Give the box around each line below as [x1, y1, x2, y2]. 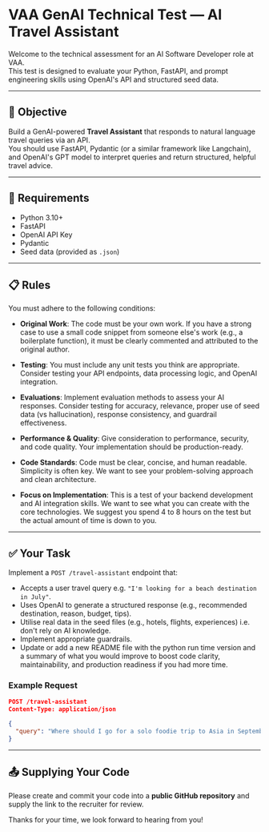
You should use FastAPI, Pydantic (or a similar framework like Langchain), [8, 143, 251, 153]
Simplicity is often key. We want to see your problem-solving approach [19, 466, 254, 476]
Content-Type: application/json [8, 705, 116, 713]
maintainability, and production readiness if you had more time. [19, 660, 228, 669]
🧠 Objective [8, 106, 67, 119]
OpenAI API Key [19, 230, 73, 239]
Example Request [8, 680, 78, 691]
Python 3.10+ [19, 212, 64, 222]
